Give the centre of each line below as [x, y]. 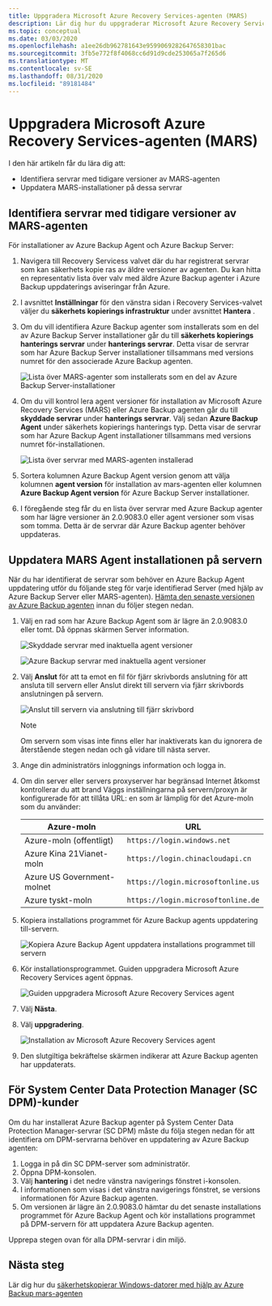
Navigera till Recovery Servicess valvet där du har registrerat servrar [134, 261]
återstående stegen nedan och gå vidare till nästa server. [115, 749]
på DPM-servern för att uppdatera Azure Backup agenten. [117, 1223]
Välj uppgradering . [52, 1025]
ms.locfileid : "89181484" [52, 83]
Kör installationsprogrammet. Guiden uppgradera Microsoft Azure [129, 969]
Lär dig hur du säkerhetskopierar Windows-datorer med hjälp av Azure [126, 1284]
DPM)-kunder [44, 1103]
